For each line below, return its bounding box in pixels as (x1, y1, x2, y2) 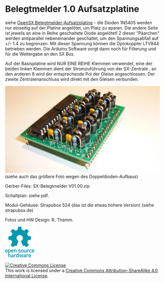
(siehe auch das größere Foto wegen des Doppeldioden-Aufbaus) (5, 173, 138, 180)
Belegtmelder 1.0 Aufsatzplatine (5, 3, 139, 15)
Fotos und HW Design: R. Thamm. (5, 217, 74, 223)
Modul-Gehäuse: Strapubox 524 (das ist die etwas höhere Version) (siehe (5, 202, 154, 208)
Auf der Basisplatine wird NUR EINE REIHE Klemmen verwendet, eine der (5, 60, 153, 66)
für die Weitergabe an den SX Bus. (5, 51, 75, 57)
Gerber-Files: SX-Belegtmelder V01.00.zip (5, 183, 90, 189)
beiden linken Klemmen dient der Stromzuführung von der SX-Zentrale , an (5, 65, 157, 72)
